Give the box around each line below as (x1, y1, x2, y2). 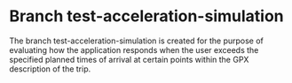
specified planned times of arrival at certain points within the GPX (9, 54, 249, 64)
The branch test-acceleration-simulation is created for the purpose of (9, 35, 264, 46)
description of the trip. (9, 64, 91, 74)
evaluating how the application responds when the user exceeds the (9, 44, 259, 55)
